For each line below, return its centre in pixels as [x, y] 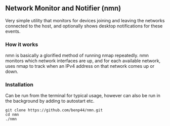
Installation [19, 85]
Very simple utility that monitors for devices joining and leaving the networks [85, 20]
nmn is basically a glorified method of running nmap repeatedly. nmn [77, 56]
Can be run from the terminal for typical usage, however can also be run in [83, 96]
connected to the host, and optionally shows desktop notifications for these [84, 26]
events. [13, 31]
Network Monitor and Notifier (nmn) [63, 8]
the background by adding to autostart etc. [50, 101]
